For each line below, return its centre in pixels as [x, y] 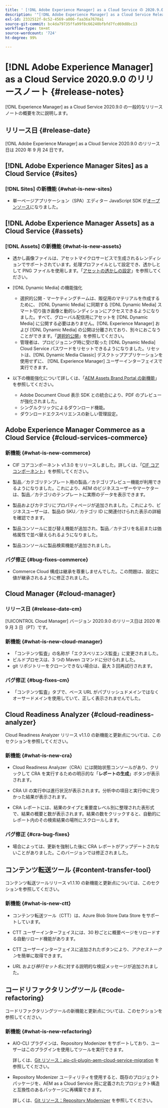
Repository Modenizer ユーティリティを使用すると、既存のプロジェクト [86, 1077]
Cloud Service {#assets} [44, 231]
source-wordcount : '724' [31, 33]
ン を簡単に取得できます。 [38, 955]
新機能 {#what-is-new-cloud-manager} [54, 641]
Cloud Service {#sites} [41, 174]
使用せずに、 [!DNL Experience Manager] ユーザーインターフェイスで [91, 361]
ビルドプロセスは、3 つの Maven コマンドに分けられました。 [75, 659]
